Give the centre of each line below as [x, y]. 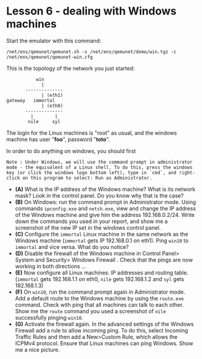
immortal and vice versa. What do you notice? [72, 247]
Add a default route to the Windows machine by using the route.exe [99, 298]
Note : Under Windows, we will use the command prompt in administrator [99, 162]
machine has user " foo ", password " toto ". [58, 139]
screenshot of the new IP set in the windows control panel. [88, 227]
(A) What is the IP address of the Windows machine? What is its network [105, 189]
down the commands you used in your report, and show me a [91, 221]
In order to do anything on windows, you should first [71, 151]
